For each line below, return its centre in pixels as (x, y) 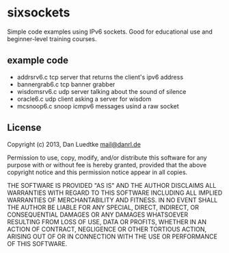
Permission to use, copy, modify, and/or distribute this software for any (107, 157)
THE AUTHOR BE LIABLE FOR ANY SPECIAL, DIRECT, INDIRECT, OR (103, 207)
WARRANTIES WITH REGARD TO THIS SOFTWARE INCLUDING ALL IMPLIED (115, 193)
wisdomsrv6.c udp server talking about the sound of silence (102, 91)
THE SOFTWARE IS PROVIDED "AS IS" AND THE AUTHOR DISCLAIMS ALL (112, 185)
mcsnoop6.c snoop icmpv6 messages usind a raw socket (98, 106)
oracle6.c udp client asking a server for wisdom (84, 99)
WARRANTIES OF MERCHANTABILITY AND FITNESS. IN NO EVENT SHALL (112, 200)
